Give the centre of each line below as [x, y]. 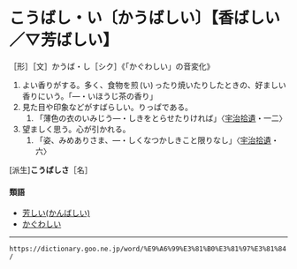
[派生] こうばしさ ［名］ [51, 169]
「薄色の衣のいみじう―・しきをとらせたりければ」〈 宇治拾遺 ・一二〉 [161, 118]
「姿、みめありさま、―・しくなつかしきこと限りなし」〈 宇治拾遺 [153, 140]
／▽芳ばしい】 [64, 40]
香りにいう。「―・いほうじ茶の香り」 [89, 96]
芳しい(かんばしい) [56, 213]
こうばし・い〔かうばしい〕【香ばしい [145, 18]
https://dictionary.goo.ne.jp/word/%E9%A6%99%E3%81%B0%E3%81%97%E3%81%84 [148, 249]
